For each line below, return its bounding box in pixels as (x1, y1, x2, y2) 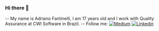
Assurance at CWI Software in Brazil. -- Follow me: (5, 21, 108, 27)
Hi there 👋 (5, 4, 30, 11)
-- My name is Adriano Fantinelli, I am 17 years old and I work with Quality (5, 16, 154, 22)
